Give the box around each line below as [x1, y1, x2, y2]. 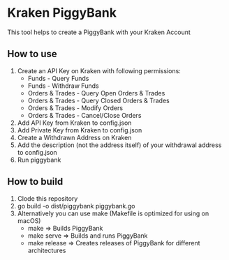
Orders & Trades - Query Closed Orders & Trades [27, 96, 170, 105]
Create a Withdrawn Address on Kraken [17, 133, 132, 142]
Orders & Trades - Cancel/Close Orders [27, 111, 142, 119]
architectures [27, 246, 66, 254]
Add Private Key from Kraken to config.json [17, 125, 142, 134]
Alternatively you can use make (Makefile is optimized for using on [17, 209, 209, 217]
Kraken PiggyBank [7, 5, 117, 21]
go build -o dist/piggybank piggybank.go [17, 201, 135, 210]
